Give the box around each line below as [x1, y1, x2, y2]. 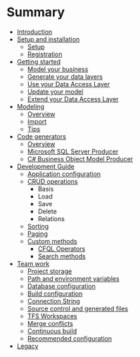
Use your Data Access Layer [27, 80, 110, 88]
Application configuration [27, 170, 101, 178]
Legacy [16, 342, 39, 350]
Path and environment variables [27, 274, 120, 282]
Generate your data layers [27, 72, 103, 81]
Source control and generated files [27, 304, 128, 313]
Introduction [16, 27, 53, 36]
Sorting [27, 222, 49, 230]
